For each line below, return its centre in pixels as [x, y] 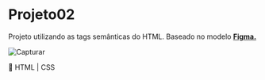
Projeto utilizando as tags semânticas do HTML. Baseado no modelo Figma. [132, 36]
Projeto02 [42, 15]
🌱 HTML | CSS [32, 67]
